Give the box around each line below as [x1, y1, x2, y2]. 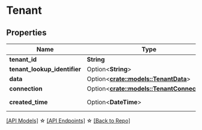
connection [9, 84, 43, 93]
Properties [6, 28, 47, 38]
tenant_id [9, 55, 37, 64]
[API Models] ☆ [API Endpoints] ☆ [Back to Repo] [6, 117, 130, 124]
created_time [9, 98, 48, 106]
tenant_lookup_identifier [9, 65, 81, 73]
